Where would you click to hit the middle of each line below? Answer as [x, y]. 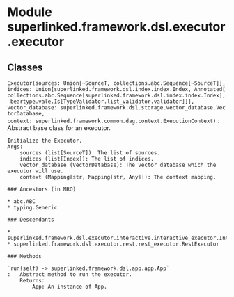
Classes [25, 67]
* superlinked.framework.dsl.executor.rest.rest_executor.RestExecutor [113, 244]
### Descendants [31, 220]
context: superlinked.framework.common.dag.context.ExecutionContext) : [114, 120]
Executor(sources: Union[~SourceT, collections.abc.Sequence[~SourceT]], [117, 83]
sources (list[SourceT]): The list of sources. [90, 153]
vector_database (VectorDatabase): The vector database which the [118, 165]
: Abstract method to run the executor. [70, 275]
